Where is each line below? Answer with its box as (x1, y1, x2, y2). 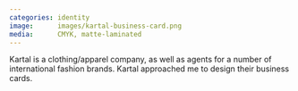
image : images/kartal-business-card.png (9, 21, 182, 30)
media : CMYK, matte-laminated (9, 29, 142, 38)
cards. (9, 73, 33, 84)
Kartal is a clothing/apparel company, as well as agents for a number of (9, 54, 272, 65)
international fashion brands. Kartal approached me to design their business (9, 63, 290, 74)
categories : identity (9, 12, 90, 22)
